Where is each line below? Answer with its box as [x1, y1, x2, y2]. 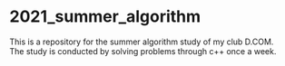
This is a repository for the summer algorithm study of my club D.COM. [9, 36, 274, 47]
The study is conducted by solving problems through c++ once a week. [9, 45, 277, 56]
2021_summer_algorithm [9, 6, 201, 27]
